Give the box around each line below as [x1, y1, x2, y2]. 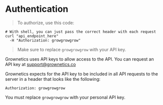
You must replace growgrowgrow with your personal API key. [5, 94, 125, 100]
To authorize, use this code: [17, 20, 74, 26]
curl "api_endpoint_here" [5, 34, 58, 38]
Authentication [5, 3, 68, 15]
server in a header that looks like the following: [5, 76, 101, 82]
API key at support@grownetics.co [5, 61, 76, 67]
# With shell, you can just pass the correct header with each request [5, 29, 156, 34]
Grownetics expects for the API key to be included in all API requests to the [5, 70, 159, 77]
